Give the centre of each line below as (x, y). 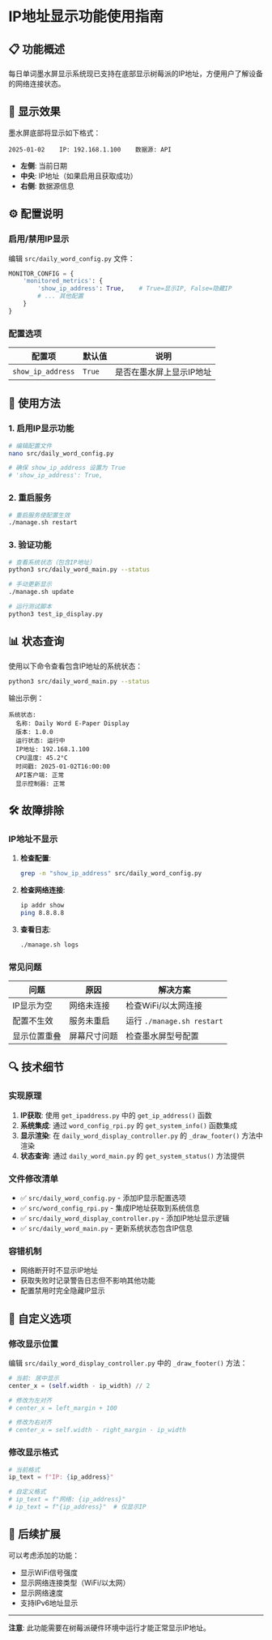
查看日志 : (35, 929)
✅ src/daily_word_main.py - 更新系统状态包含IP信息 (106, 1228)
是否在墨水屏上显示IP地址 (163, 372)
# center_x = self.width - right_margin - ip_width (97, 1430)
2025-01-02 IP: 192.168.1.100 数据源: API (90, 149)
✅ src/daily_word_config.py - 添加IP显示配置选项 (103, 1198)
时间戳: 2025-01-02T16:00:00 (63, 767)
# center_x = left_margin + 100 (63, 1408)
